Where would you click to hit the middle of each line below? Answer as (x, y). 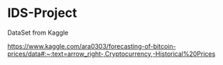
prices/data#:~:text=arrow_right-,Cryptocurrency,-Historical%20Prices (111, 54)
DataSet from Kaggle (38, 32)
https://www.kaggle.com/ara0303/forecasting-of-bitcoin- (92, 46)
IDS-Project (42, 13)
